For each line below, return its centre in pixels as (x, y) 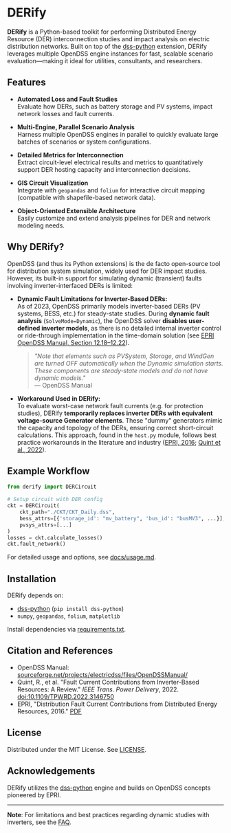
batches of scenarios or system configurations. (84, 142)
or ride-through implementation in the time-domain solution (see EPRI (115, 335)
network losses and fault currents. (66, 113)
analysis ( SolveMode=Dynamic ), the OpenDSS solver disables (102, 320)
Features (26, 83)
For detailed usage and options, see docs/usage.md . (82, 557)
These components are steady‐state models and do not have (121, 370)
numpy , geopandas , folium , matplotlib (68, 616)
